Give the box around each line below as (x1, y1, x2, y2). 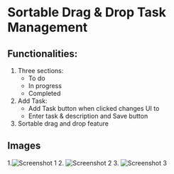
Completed (28, 89, 61, 97)
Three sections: (17, 67, 64, 75)
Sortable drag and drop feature (17, 119, 109, 128)
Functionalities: (7, 48, 78, 60)
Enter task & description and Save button (28, 112, 148, 120)
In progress (28, 82, 62, 89)
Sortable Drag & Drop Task (7, 4, 167, 21)
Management (7, 19, 88, 36)
